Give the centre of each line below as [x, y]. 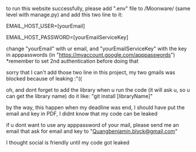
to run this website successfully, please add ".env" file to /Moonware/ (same [98, 8]
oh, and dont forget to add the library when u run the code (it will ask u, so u [98, 90]
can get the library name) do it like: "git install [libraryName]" [80, 96]
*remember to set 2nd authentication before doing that [72, 61]
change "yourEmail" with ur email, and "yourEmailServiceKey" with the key [97, 49]
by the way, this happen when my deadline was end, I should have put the [95, 107]
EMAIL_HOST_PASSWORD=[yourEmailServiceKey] [67, 37]
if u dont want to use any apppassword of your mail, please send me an [92, 125]
